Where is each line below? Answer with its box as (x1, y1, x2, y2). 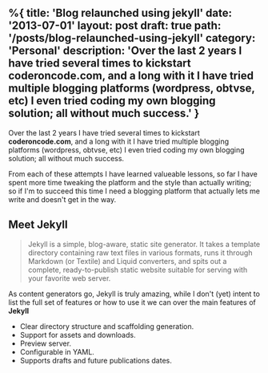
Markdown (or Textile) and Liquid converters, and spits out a (27, 256, 227, 266)
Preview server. (19, 339, 72, 348)
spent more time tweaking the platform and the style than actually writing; (8, 177, 252, 187)
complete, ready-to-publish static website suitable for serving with (27, 265, 248, 274)
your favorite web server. (27, 273, 111, 283)
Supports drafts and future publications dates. (19, 355, 172, 365)
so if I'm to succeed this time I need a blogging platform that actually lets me (8, 186, 261, 196)
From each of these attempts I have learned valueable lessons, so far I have (8, 168, 258, 179)
